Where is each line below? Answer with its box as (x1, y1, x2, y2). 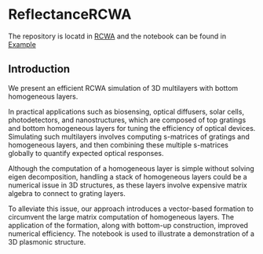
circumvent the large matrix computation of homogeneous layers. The (8, 212, 234, 221)
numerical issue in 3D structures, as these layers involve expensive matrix (8, 180, 247, 190)
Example (8, 39, 37, 49)
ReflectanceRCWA (8, 5, 132, 24)
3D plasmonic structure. (8, 237, 86, 246)
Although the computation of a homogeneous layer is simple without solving (8, 163, 255, 173)
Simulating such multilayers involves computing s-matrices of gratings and (8, 132, 250, 141)
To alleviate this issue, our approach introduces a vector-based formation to (8, 204, 254, 213)
